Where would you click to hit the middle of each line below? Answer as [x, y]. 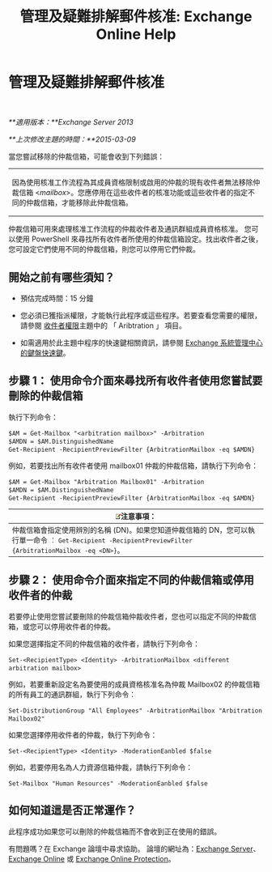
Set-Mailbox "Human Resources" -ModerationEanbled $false [108, 783]
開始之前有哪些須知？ [62, 277]
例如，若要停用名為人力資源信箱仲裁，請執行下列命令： [100, 767]
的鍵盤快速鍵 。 [45, 353]
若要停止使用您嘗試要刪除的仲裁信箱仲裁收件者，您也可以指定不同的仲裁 [129, 616]
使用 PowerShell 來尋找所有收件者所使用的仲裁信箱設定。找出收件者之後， [139, 239]
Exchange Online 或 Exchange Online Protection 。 [92, 858]
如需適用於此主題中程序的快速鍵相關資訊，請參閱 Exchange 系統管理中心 [141, 342]
